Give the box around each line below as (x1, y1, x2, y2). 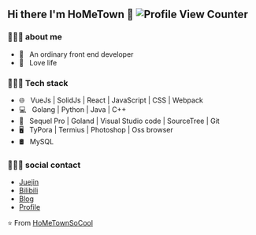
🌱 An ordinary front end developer (18, 49, 134, 59)
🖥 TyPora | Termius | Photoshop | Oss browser (18, 125, 174, 134)
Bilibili (18, 186, 39, 196)
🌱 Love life (18, 58, 58, 67)
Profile (18, 203, 41, 212)
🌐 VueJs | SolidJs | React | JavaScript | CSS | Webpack (18, 95, 204, 105)
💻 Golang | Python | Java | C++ (18, 104, 127, 114)
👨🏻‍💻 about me (7, 32, 62, 43)
